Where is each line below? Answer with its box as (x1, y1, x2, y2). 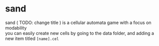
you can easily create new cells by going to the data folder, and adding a (5, 30, 155, 36)
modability (5, 24, 27, 30)
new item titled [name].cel (5, 35, 59, 41)
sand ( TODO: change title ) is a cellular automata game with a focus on (5, 19, 152, 25)
